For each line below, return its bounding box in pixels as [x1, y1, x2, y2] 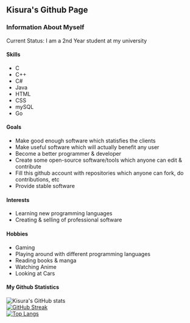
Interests [6, 196, 30, 203]
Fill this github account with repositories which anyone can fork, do [15, 170, 184, 177]
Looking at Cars [15, 269, 55, 277]
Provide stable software [15, 182, 75, 190]
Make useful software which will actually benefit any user [15, 144, 160, 151]
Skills [6, 51, 21, 58]
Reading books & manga [15, 257, 77, 264]
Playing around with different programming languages [15, 250, 151, 257]
